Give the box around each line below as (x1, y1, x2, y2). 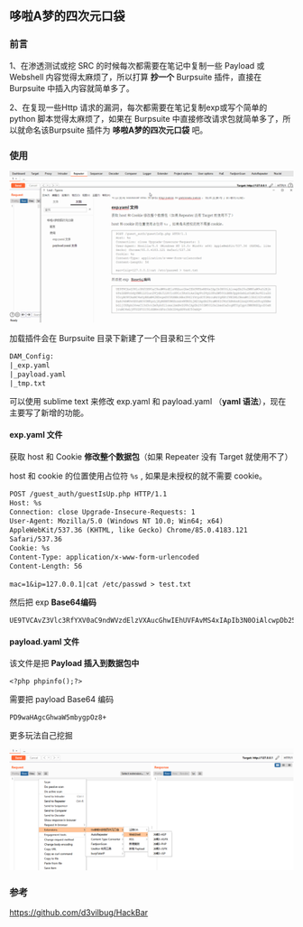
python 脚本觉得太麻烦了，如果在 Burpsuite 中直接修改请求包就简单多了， (9, 113, 283, 124)
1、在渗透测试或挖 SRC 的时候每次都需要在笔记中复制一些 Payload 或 (9, 60, 265, 70)
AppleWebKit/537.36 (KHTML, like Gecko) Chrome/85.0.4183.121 (9, 525, 248, 534)
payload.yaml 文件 (9, 635, 79, 647)
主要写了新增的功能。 (9, 407, 88, 418)
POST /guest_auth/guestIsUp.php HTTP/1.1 (9, 489, 168, 498)
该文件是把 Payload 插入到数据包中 (9, 658, 140, 669)
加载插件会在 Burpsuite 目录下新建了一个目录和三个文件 (9, 332, 216, 343)
